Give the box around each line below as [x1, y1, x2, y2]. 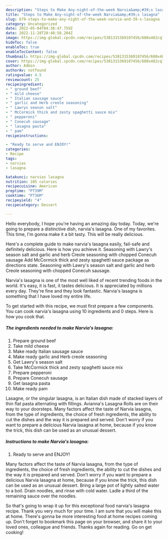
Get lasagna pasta [12, 380, 50, 386]
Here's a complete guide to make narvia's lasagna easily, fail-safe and [5, 241, 150, 247]
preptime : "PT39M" [5, 188, 44, 193]
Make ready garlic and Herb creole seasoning [12, 354, 107, 360]
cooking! [5, 529, 24, 535]
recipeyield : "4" [5, 198, 42, 203]
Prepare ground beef [12, 338, 56, 344]
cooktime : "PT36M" [5, 193, 44, 198]
